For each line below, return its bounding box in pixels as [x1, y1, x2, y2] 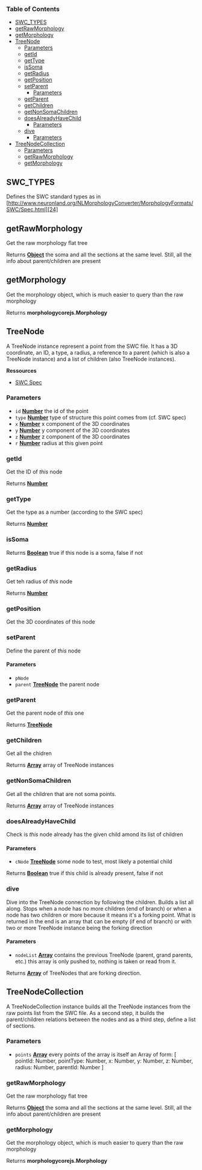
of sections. [6, 1022, 36, 1029]
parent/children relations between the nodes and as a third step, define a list [6, 1016, 196, 1023]
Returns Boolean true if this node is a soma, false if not [6, 549, 143, 556]
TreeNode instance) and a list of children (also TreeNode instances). [6, 355, 176, 362]
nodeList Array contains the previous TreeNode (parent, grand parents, [14, 951, 193, 958]
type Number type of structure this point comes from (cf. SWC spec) [14, 414, 186, 421]
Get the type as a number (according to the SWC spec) [6, 508, 144, 516]
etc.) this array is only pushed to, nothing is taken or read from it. [14, 958, 177, 965]
